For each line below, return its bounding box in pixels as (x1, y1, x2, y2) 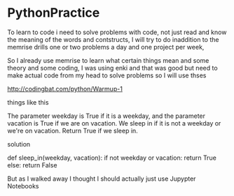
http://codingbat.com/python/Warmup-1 (7, 84, 123, 93)
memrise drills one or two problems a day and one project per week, (7, 43, 205, 51)
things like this (7, 98, 49, 106)
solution (7, 140, 31, 148)
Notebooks (7, 181, 39, 190)
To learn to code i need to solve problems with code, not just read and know (7, 28, 227, 36)
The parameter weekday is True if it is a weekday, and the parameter (7, 112, 205, 120)
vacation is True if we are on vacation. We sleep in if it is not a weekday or (7, 119, 221, 127)
